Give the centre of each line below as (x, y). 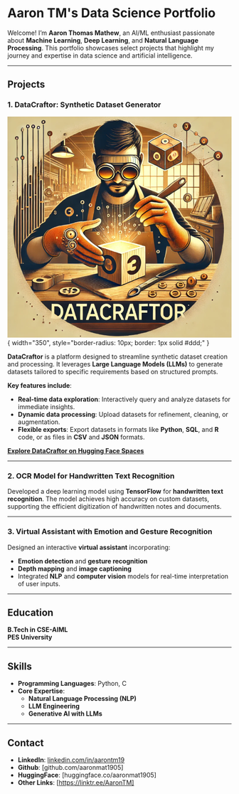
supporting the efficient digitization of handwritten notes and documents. (115, 507)
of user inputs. (39, 583)
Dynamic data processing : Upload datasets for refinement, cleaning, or (123, 414)
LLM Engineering (54, 706)
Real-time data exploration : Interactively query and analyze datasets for (124, 399)
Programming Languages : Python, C (72, 684)
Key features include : (40, 385)
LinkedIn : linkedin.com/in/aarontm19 (71, 760)
